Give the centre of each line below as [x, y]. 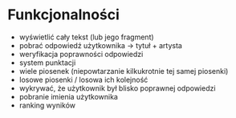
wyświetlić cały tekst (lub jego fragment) [86, 37]
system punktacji [47, 63]
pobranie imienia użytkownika [68, 96]
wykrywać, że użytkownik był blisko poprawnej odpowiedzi [117, 88]
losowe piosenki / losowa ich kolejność [83, 79]
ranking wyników [47, 105]
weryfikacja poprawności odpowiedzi [81, 54]
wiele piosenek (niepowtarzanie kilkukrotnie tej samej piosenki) [124, 71]
